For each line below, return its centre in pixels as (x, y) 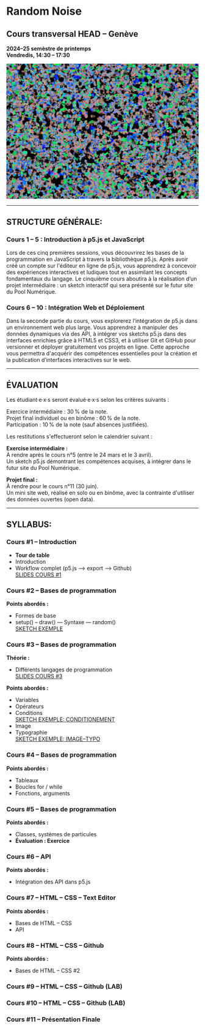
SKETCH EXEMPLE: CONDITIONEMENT (65, 720)
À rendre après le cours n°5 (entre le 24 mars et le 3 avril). (80, 455)
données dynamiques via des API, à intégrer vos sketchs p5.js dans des (97, 334)
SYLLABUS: (29, 524)
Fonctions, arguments (42, 793)
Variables (27, 700)
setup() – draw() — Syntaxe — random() (65, 622)
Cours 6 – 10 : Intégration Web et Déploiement (76, 308)
